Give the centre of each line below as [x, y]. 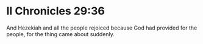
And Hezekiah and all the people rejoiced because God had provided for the [102, 28]
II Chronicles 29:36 [55, 11]
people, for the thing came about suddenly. [60, 34]
